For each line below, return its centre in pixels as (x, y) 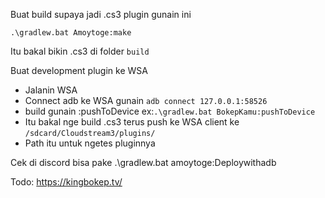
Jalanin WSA (51, 90)
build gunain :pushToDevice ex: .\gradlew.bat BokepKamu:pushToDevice (170, 111)
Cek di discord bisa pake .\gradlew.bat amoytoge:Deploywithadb (143, 162)
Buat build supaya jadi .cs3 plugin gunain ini (101, 14)
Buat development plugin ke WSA (79, 70)
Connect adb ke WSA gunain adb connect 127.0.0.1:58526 (146, 100)
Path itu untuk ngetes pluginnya (90, 143)
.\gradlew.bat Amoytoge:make (71, 33)
